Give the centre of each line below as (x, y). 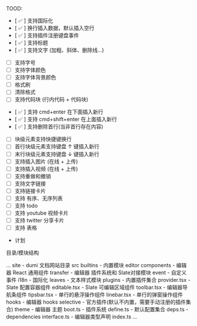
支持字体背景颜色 (35, 77)
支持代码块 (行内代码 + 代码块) (51, 99)
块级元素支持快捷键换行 (43, 139)
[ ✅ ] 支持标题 (31, 43)
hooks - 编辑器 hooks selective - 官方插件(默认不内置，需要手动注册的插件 (96, 302)
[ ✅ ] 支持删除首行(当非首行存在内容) (59, 127)
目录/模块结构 (23, 253)
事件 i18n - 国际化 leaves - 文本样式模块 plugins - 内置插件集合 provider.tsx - (98, 280)
